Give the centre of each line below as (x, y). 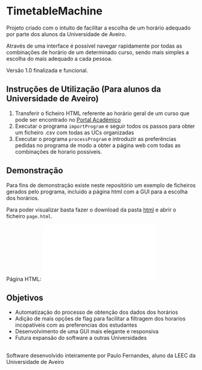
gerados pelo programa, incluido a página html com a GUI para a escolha (97, 192)
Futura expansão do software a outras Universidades (81, 338)
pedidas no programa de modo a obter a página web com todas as (98, 145)
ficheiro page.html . (30, 216)
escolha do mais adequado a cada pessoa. (59, 58)
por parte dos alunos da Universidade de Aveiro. (66, 34)
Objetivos (25, 297)
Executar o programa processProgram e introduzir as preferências (96, 139)
